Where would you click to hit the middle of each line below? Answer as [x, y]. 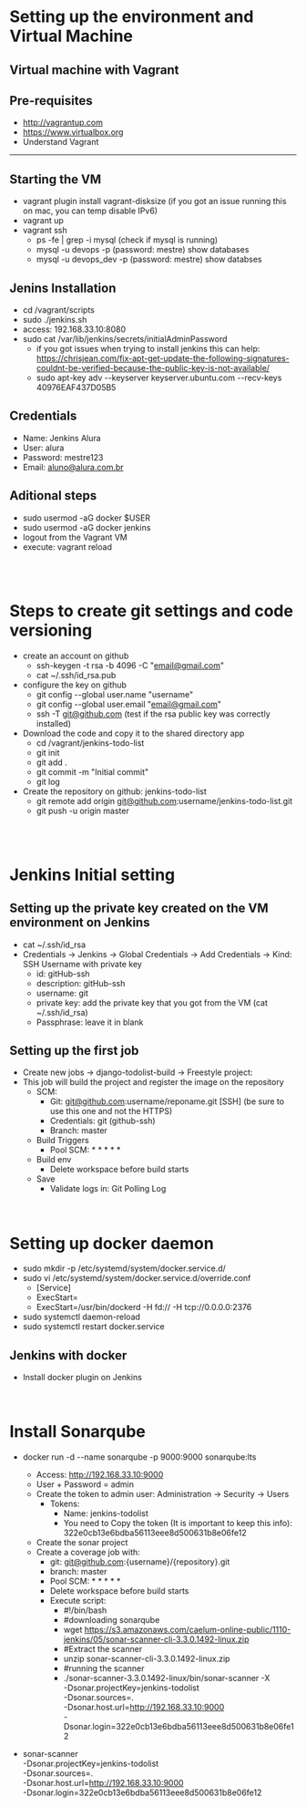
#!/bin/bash [85, 1610]
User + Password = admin [85, 1484]
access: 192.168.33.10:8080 [74, 329]
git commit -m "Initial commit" [92, 771]
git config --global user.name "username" [115, 694]
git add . [52, 762]
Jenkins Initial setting [92, 875]
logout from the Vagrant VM [75, 537]
